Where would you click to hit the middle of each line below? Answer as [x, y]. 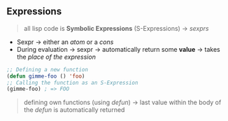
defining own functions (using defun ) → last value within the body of [122, 102]
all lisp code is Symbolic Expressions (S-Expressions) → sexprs [116, 28]
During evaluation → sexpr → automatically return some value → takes [119, 49]
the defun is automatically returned [74, 110]
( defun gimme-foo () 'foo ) [46, 76]
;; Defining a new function [48, 69]
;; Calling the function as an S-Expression [72, 83]
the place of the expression [56, 57]
